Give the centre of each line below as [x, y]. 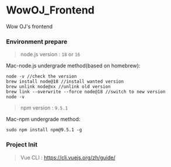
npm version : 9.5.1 [44, 108]
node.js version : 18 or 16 [50, 54]
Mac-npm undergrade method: [43, 119]
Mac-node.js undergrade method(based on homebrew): [73, 66]
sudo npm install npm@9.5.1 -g [44, 130]
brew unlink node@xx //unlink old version [58, 87]
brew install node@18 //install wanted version [65, 82]
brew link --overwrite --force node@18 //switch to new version [86, 92]
